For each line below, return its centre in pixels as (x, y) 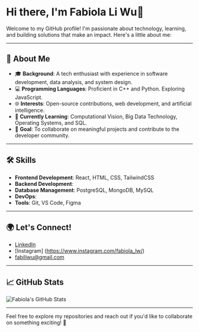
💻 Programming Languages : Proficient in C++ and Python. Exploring (100, 89)
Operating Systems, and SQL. (51, 123)
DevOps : (25, 196)
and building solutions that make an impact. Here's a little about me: (89, 34)
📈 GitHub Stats (35, 282)
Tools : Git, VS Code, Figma (48, 202)
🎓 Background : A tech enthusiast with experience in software (91, 73)
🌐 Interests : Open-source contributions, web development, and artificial (103, 104)
